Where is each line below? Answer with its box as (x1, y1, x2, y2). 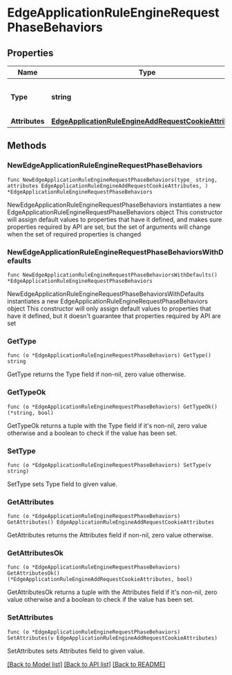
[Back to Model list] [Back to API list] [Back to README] (7, 660, 166, 668)
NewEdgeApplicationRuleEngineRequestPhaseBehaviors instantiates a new (7, 201, 221, 209)
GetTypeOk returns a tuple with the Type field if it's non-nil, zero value (7, 421, 207, 429)
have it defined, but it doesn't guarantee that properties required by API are (7, 311, 221, 320)
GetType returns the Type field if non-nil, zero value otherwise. (7, 370, 186, 378)
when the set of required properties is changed (7, 230, 142, 238)
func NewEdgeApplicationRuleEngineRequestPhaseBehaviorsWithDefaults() (7, 271, 217, 278)
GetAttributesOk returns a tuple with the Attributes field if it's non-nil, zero (7, 588, 217, 596)
